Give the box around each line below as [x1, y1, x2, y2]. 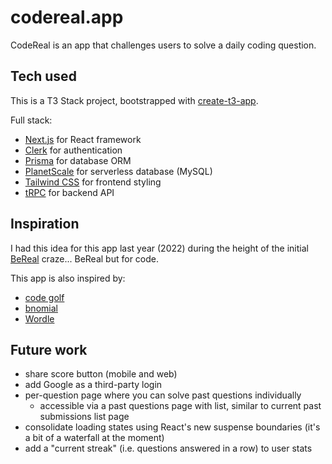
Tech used [10, 68, 77, 85]
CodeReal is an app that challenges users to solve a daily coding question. [10, 39, 317, 51]
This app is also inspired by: [10, 272, 126, 284]
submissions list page [39, 411, 130, 423]
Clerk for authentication [24, 144, 123, 156]
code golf [24, 291, 65, 303]
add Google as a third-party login [24, 379, 163, 391]
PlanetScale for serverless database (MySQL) [24, 165, 213, 177]
